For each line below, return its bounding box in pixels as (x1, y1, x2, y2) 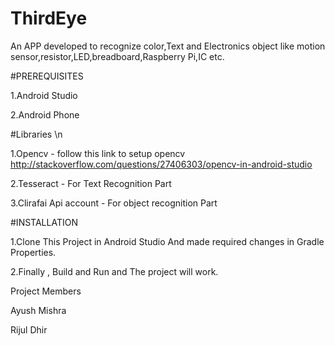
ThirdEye (10, 7, 88, 30)
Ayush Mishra (10, 304, 67, 316)
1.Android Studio (10, 89, 78, 101)
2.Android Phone (10, 108, 80, 121)
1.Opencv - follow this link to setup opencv (10, 147, 186, 159)
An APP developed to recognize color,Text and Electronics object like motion (10, 40, 326, 52)
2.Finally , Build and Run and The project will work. (10, 265, 219, 277)
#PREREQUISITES (10, 70, 84, 82)
